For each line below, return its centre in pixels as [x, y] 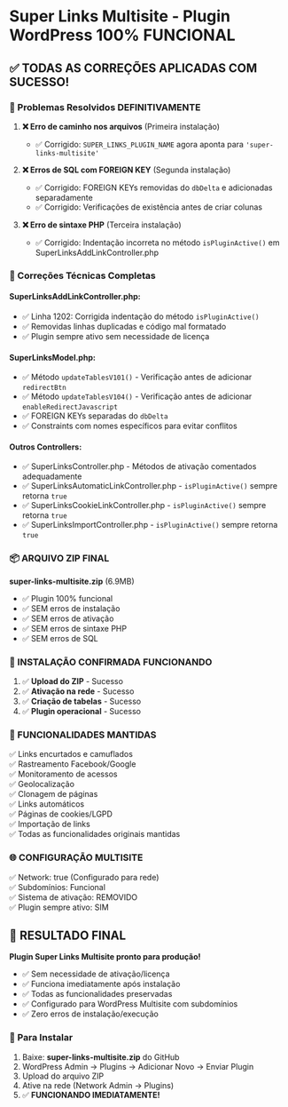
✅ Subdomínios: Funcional [58, 887]
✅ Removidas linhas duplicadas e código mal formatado [124, 327]
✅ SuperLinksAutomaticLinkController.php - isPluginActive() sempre [149, 486]
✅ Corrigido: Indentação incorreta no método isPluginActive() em [157, 243]
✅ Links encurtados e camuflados [71, 754]
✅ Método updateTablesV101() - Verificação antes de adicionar [137, 377]
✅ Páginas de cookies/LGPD [61, 814]
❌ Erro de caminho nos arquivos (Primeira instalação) [121, 126]
